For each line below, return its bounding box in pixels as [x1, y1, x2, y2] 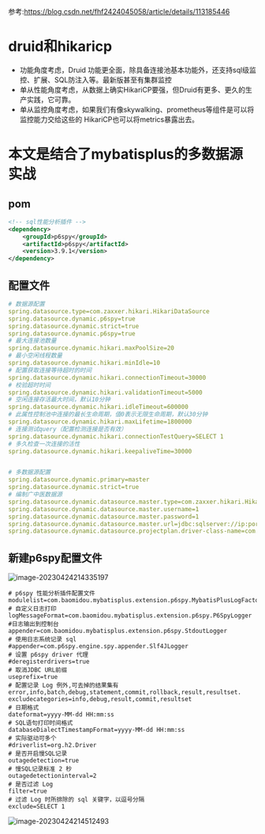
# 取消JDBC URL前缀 [8, 666, 68, 674]
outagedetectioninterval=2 [8, 772, 97, 780]
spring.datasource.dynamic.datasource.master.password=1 [8, 513, 200, 521]
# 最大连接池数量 [8, 337, 57, 345]
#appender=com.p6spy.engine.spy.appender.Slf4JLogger [8, 643, 189, 650]
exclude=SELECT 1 [8, 802, 65, 811]
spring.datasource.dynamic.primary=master [8, 476, 150, 484]
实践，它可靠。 [26, 94, 76, 104]
